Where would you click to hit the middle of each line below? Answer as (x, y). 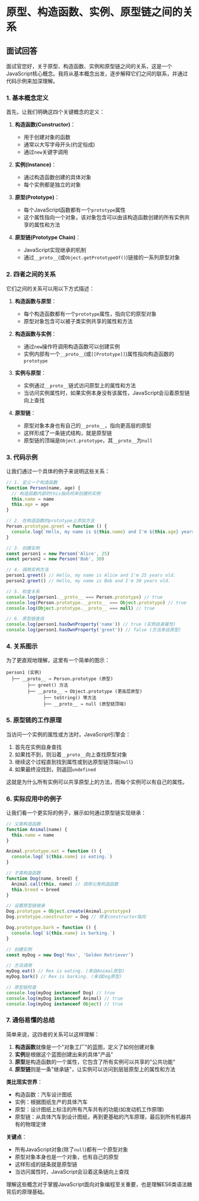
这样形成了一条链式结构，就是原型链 (68, 433)
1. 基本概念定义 (28, 97)
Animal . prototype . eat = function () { (54, 851)
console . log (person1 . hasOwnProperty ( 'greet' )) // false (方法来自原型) (94, 630)
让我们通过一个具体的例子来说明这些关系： (58, 471)
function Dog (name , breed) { (42, 878)
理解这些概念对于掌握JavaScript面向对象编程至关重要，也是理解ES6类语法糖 (99, 1184)
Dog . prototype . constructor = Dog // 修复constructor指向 (76, 917)
